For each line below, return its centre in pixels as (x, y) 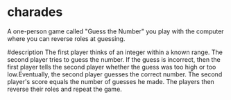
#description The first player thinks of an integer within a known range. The (115, 52)
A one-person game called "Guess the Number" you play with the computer (115, 31)
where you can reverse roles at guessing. (66, 38)
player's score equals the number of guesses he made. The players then (111, 81)
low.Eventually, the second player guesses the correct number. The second (115, 74)
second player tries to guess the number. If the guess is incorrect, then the (114, 59)
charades (35, 12)
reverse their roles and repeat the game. (65, 89)
